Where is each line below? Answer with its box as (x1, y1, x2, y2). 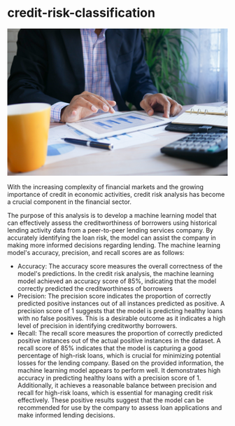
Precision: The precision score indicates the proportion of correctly (17, 292, 211, 301)
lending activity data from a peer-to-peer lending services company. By (7, 226, 214, 235)
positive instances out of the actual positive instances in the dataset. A (17, 336, 222, 345)
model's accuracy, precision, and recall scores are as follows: (7, 249, 185, 257)
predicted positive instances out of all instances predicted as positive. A (17, 299, 225, 308)
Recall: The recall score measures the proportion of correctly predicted (17, 329, 222, 338)
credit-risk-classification (7, 5, 156, 21)
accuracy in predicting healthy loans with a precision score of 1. (17, 373, 201, 383)
